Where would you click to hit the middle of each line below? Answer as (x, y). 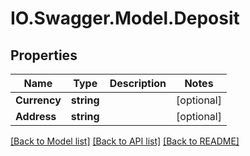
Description (138, 83)
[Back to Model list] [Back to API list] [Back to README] (125, 141)
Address (36, 116)
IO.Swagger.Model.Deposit (125, 18)
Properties (44, 55)
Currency (38, 100)
